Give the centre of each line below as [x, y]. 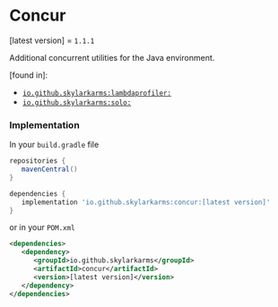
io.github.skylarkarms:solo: [77, 102]
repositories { [38, 161]
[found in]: [29, 75]
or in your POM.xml [42, 227]
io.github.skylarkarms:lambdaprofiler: [97, 93]
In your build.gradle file [54, 145]
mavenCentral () [49, 170]
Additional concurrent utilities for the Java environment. [112, 57]
